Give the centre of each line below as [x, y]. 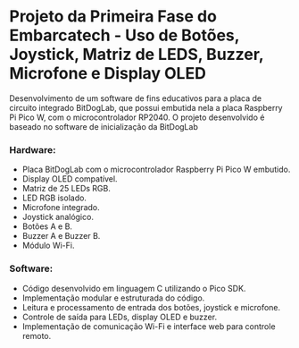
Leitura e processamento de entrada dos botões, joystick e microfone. [151, 307]
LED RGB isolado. [54, 198]
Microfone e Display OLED [108, 74]
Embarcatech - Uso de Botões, [125, 35]
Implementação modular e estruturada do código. [113, 298]
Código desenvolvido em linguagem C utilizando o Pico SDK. [134, 288]
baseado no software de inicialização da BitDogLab [104, 126]
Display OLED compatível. [70, 179]
